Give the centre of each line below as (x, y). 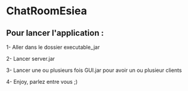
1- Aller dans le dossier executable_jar (53, 47)
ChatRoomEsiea (47, 11)
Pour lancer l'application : (55, 33)
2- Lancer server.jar (31, 59)
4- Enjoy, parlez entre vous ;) (42, 82)
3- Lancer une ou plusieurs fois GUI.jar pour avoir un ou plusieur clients (94, 70)
